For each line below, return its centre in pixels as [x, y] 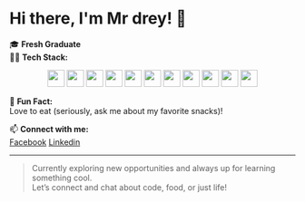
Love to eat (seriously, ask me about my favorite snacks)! [116, 111]
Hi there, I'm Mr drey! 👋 [98, 19]
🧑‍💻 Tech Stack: [39, 57]
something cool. [62, 178]
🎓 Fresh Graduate [45, 43]
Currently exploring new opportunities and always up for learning [153, 168]
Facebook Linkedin [45, 142]
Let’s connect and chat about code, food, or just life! [129, 187]
